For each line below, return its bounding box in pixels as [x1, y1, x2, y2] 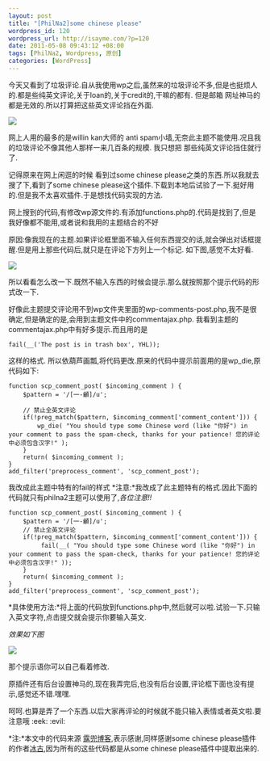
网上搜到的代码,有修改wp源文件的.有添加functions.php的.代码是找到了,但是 [8, 207, 256, 217]
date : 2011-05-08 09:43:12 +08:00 [8, 42, 125, 50]
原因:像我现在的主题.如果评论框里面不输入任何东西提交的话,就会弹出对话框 [8, 234, 255, 244]
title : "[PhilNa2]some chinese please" [8, 19, 143, 27]
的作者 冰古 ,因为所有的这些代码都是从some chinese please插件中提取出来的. [8, 743, 260, 753]
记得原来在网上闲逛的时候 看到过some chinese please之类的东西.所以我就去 [8, 170, 260, 179]
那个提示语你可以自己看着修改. [8, 662, 110, 671]
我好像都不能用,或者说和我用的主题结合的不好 [8, 217, 160, 227]
